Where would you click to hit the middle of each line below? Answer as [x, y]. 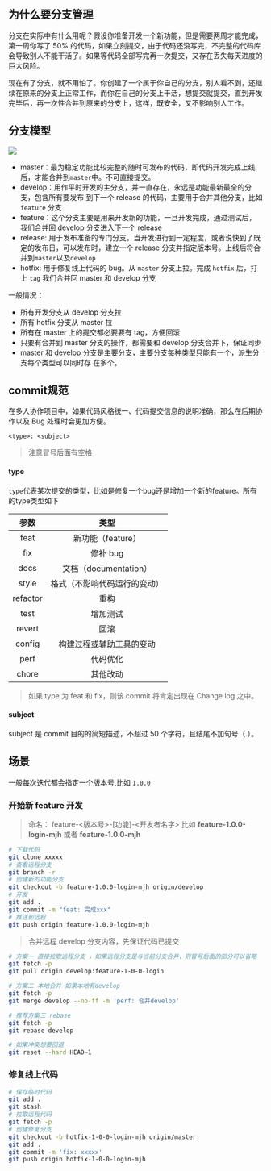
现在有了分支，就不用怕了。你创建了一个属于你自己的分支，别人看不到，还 [132, 82]
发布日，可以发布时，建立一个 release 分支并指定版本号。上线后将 [144, 248]
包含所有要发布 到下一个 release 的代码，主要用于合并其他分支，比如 [148, 197]
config [27, 644]
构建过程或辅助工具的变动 [107, 644]
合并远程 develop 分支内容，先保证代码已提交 [104, 941]
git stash [25, 1107]
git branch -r [32, 872]
